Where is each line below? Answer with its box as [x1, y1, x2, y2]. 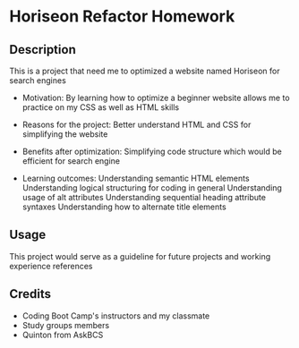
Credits [9, 286, 52, 301]
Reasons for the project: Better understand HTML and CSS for [21, 119, 252, 130]
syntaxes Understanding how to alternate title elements [21, 201, 226, 212]
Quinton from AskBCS [21, 329, 104, 340]
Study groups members [21, 319, 110, 330]
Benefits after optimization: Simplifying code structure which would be [21, 146, 282, 157]
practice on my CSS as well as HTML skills [21, 102, 180, 113]
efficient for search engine [21, 156, 121, 166]
